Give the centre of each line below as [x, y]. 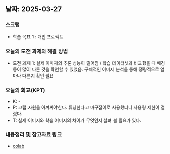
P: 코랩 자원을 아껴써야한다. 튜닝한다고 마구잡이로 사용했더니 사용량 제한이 [86, 107]
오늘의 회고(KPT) [25, 90]
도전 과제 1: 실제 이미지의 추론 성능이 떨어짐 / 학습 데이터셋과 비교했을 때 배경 [89, 63]
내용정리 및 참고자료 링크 [34, 135]
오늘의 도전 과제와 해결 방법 [37, 51]
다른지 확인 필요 [38, 75]
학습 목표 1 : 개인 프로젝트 [38, 36]
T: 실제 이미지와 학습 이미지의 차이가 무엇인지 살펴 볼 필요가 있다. [77, 120]
